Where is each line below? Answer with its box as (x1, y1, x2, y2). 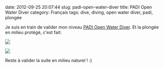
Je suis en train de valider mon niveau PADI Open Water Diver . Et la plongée (5, 24, 159, 30)
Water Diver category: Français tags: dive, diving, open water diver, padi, (5, 9, 153, 15)
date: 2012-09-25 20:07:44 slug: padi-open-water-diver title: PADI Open (5, 4, 152, 10)
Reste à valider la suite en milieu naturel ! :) (5, 58, 92, 63)
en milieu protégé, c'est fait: (5, 30, 62, 35)
